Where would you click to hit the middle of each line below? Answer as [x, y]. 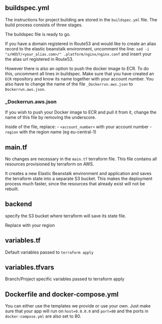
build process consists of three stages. [44, 25]
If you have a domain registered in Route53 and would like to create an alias [81, 44]
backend [19, 204]
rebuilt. [12, 189]
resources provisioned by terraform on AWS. [50, 164]
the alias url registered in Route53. [39, 59]
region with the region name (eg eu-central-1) [51, 132]
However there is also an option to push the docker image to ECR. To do [77, 68]
